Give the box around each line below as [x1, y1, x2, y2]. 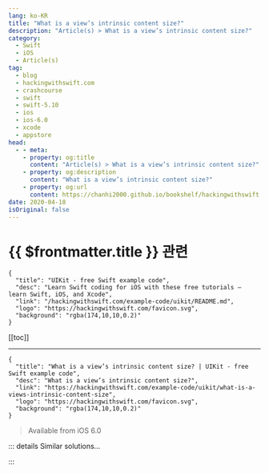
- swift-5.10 [15, 101, 59, 109]
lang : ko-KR [8, 11, 48, 20]
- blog [15, 71, 38, 79]
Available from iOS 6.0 [27, 426, 102, 435]
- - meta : [15, 146, 48, 154]
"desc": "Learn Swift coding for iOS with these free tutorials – [15, 284, 242, 292]
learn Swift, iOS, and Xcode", [8, 290, 113, 299]
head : [8, 138, 26, 147]
